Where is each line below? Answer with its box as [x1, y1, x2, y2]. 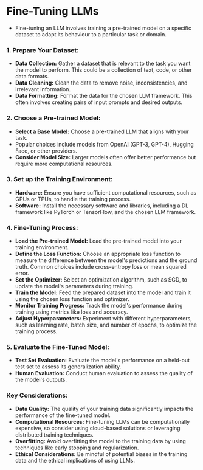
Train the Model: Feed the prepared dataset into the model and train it [15, 289, 191, 296]
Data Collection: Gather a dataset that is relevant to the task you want [15, 60, 191, 67]
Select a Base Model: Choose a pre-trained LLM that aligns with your [15, 128, 190, 135]
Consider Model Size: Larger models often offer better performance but [15, 153, 196, 161]
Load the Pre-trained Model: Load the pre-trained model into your [15, 237, 182, 244]
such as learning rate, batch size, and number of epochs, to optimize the [15, 321, 198, 329]
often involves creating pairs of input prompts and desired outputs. [15, 98, 183, 106]
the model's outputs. [15, 376, 67, 384]
